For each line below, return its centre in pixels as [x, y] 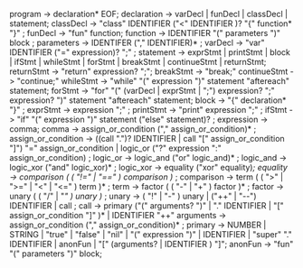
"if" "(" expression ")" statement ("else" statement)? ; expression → [142, 119]
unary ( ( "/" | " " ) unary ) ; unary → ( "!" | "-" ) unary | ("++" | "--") [133, 196]
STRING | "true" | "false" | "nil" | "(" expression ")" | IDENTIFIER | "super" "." [151, 234]
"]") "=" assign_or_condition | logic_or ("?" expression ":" [115, 148]
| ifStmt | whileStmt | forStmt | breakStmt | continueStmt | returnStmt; [138, 62]
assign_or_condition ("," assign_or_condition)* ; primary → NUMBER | [138, 225]
